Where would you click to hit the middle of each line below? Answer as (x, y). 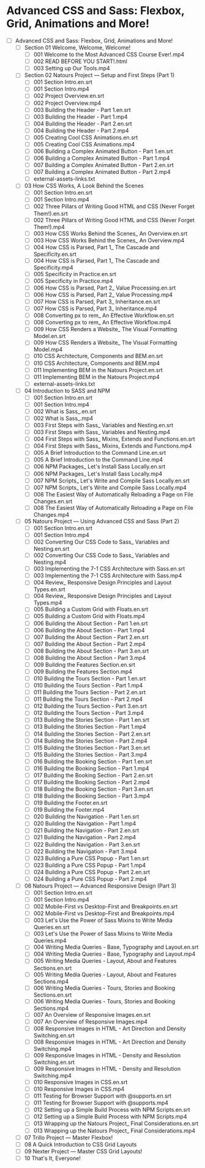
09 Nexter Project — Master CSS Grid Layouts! (83, 1151)
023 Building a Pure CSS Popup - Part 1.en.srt (91, 858)
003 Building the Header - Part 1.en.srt (82, 110)
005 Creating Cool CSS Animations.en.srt (86, 137)
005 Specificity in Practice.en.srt (75, 274)
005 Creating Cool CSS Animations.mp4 (84, 144)
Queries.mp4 (50, 941)
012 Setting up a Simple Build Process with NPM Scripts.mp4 (110, 1117)
